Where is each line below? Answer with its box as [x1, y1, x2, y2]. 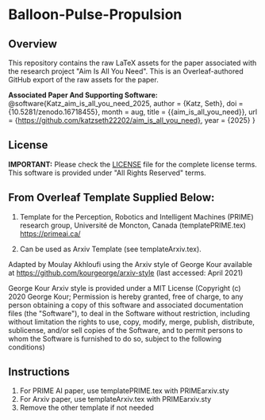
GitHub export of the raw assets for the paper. [8, 75, 159, 84]
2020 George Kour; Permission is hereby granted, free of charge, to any [8, 292, 244, 301]
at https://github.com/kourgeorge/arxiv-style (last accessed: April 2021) [8, 268, 244, 277]
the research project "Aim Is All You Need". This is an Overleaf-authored [8, 67, 244, 76]
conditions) [8, 342, 45, 352]
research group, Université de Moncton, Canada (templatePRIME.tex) [19, 220, 246, 230]
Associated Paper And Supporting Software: [8, 90, 159, 100]
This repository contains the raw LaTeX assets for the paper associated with [8, 58, 257, 67]
